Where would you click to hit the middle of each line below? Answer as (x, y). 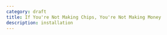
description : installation (40, 23)
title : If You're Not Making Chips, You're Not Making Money (84, 17)
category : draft (26, 12)
